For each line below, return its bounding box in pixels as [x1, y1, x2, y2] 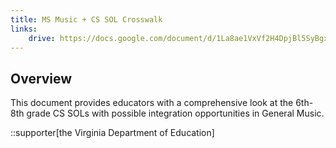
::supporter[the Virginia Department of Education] [10, 127, 215, 139]
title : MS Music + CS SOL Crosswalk [10, 14, 163, 25]
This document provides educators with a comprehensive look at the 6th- [10, 97, 314, 109]
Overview [10, 70, 73, 87]
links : [10, 24, 38, 34]
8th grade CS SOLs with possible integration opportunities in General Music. [10, 107, 325, 120]
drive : [28, 33, 56, 43]
